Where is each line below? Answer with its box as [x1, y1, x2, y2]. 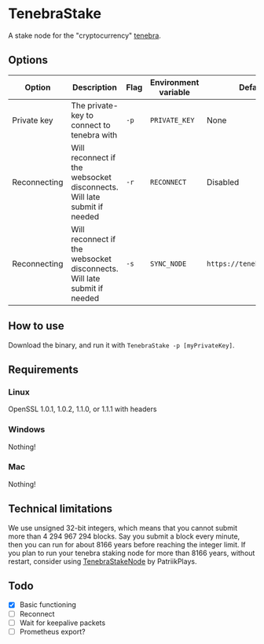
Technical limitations [8, 502, 112, 516]
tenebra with [70, 129, 118, 140]
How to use [8, 319, 64, 333]
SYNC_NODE [150, 259, 187, 268]
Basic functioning [19, 600, 77, 609]
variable [159, 86, 191, 98]
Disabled [207, 176, 240, 187]
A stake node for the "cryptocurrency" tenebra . [8, 31, 161, 40]
